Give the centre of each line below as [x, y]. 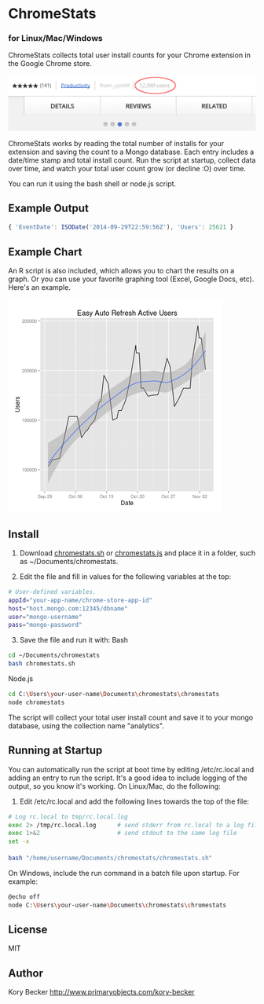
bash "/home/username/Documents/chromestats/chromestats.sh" [110, 858]
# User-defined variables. [52, 592]
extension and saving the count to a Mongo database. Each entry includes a [131, 152]
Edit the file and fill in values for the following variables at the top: [125, 576]
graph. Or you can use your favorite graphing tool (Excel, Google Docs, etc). [131, 279]
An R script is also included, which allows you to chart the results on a [121, 271]
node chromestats [37, 702]
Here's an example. [39, 288]
